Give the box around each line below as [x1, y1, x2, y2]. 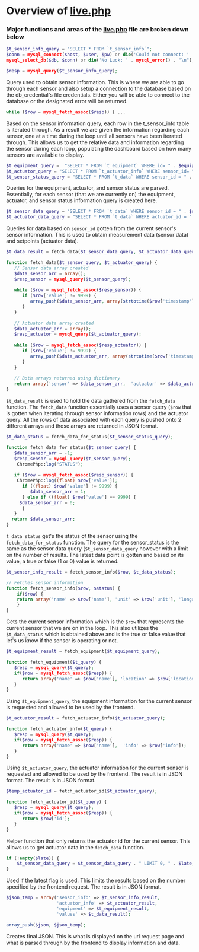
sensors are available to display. [6, 151, 85, 158]
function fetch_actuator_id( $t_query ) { [6, 799, 108, 805]
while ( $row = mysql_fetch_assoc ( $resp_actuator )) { [14, 342, 147, 348]
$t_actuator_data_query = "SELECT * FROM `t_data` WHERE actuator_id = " [6, 214, 192, 220]
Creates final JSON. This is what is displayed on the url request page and [6, 932, 185, 940]
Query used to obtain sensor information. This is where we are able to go [6, 78, 185, 85]
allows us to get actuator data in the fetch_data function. [6, 843, 145, 851]
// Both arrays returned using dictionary [14, 375, 120, 381]
